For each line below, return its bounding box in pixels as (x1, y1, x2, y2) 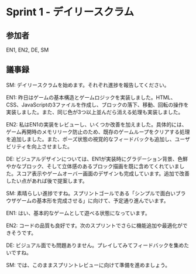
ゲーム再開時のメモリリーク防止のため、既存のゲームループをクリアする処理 (6, 128, 190, 135)
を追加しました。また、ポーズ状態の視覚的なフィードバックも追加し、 (6, 135, 176, 142)
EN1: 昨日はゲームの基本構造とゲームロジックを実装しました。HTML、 (6, 94, 176, 101)
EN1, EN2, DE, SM (6, 46, 49, 53)
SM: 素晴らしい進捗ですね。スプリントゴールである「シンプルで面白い (6, 190, 176, 197)
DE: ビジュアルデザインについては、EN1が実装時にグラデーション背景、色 (6, 155, 183, 162)
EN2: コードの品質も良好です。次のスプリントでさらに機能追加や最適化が (6, 222, 183, 229)
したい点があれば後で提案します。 (6, 177, 88, 184)
